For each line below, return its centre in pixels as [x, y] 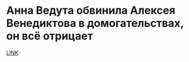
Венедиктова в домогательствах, [95, 23]
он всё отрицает [50, 36]
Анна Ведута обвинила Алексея [91, 11]
